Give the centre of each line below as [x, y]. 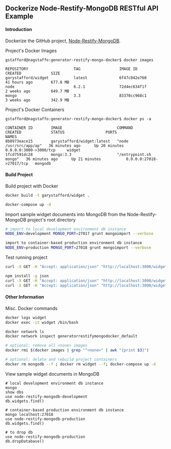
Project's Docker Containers [35, 110]
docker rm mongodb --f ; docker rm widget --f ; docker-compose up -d [81, 364]
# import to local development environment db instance [66, 229]
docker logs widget [26, 318]
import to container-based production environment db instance [74, 243]
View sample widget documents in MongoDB [52, 374]
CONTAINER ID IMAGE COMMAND [69, 128]
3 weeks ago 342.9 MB [37, 100]
